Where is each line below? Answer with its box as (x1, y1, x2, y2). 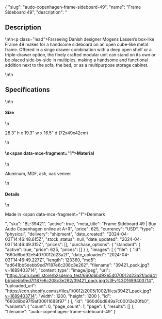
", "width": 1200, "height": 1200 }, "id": (34, 293, 111, 299)
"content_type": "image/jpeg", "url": (38, 267, 110, 273)
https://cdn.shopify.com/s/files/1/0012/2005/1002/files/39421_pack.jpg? (7, 288, 152, 294)
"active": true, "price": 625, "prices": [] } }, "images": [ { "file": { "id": (5, 247, 142, 252)
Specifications (5, 86, 50, 94)
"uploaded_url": (5, 283, 36, 289)
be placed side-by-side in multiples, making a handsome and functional (5, 57, 148, 63)
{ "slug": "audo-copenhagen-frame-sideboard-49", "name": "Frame (5, 4, 141, 10)
